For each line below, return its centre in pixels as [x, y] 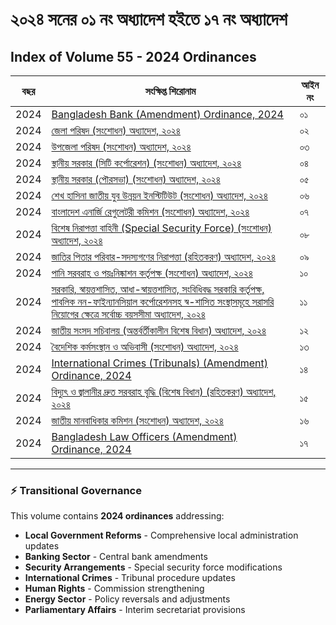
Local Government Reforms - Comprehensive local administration [161, 535]
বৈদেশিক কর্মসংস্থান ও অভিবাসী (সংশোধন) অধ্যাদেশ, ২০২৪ [145, 346]
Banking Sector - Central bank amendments [116, 557]
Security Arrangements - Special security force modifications [153, 567]
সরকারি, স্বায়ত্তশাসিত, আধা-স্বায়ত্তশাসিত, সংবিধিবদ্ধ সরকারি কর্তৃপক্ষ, [158, 289]
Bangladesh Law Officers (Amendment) [144, 436]
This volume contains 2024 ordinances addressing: [117, 516]
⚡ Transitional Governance [76, 490]
